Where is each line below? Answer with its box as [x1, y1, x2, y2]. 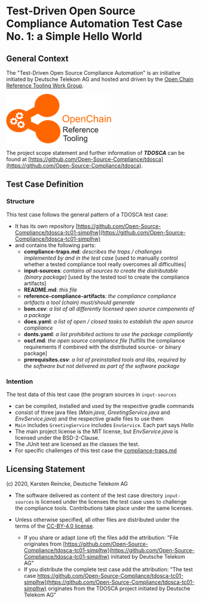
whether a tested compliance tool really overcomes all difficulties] [23, 260, 187, 267]
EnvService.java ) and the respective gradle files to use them [14, 415, 164, 422]
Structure [6, 197, 35, 206]
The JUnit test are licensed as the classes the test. [14, 440, 139, 447]
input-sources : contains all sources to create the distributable [23, 267, 178, 274]
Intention [6, 377, 33, 385]
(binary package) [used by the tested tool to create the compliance [23, 273, 190, 281]
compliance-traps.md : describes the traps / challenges [23, 248, 163, 255]
